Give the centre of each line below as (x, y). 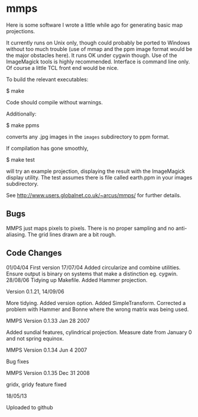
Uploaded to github (30, 407)
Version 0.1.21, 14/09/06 (35, 291)
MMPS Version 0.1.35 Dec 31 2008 (48, 373)
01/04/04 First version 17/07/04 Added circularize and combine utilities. (93, 267)
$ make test (21, 159)
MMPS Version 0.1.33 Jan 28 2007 (48, 320)
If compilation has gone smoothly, (47, 148)
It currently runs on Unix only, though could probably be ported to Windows (98, 43)
